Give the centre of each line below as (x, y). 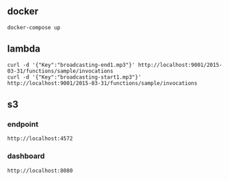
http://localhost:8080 (40, 171)
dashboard (26, 156)
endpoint (23, 124)
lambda (24, 49)
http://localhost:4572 (40, 139)
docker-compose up (34, 27)
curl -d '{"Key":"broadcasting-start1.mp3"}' (74, 77)
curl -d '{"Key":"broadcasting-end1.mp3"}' (71, 65)
